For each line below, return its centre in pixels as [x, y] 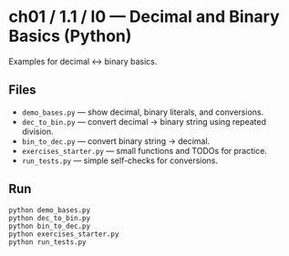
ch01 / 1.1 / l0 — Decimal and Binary [144, 17]
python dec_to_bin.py [50, 218]
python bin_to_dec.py [50, 226]
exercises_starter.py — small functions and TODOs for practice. [144, 150]
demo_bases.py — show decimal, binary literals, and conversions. [143, 112]
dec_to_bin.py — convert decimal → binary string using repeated [144, 121]
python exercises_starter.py [64, 234]
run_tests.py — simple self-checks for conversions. [120, 160]
